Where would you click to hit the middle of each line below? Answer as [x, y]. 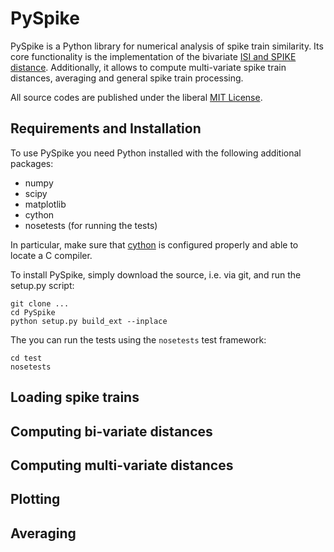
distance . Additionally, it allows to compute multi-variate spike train [148, 67]
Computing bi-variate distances [111, 431]
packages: [32, 163]
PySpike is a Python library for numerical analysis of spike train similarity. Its [167, 46]
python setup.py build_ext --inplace [89, 321]
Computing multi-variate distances [122, 465]
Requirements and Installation [106, 128]
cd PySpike [33, 312]
